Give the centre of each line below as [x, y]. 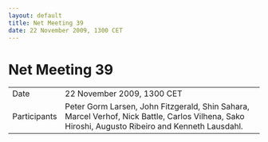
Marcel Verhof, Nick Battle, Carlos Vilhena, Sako [155, 117]
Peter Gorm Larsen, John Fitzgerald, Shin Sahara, [157, 106]
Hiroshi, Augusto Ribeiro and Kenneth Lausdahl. [154, 126]
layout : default [35, 15]
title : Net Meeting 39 [46, 23]
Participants [35, 117]
